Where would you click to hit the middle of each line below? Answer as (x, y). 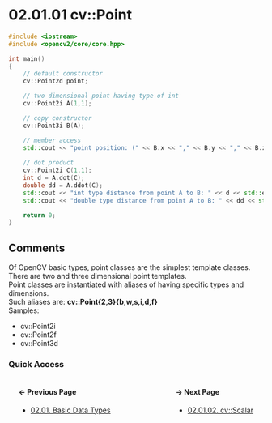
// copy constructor (57, 118)
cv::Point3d (39, 344)
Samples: (24, 310)
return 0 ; (40, 215)
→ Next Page (198, 392)
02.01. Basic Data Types (70, 410)
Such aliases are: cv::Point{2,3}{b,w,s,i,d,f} (83, 302)
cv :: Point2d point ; (56, 81)
